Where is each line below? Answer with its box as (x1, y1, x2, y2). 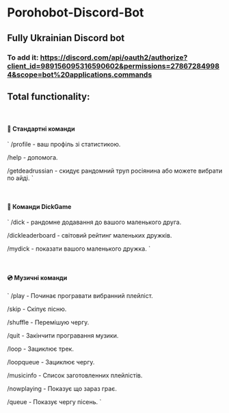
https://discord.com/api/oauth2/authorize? (40, 53, 188, 62)
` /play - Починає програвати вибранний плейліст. (7, 291, 154, 299)
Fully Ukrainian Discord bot (7, 32, 125, 44)
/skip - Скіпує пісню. (7, 305, 67, 313)
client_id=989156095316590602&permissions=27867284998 (7, 61, 220, 71)
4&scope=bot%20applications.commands (7, 70, 152, 79)
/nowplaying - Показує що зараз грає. (7, 384, 118, 392)
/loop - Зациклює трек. (7, 345, 74, 353)
